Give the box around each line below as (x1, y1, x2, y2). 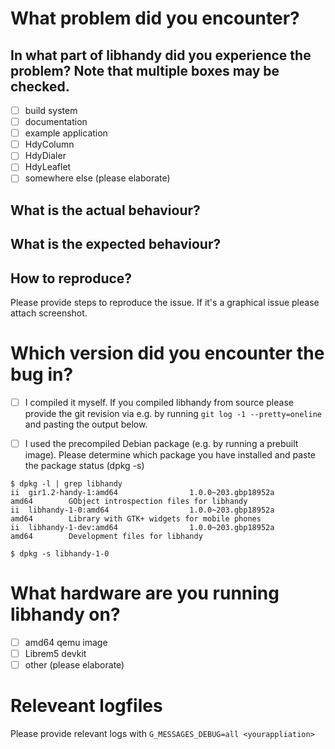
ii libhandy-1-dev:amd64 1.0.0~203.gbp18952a (10, 523, 275, 533)
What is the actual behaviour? (10, 202, 201, 219)
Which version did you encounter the (10, 342, 325, 365)
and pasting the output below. (24, 418, 148, 431)
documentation (24, 116, 88, 128)
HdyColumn (24, 138, 75, 151)
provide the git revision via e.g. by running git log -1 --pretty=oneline (24, 408, 322, 420)
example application (24, 127, 108, 139)
